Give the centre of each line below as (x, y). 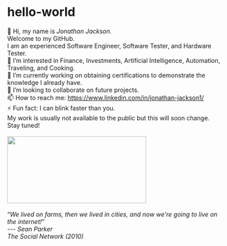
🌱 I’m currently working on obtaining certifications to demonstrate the (106, 75)
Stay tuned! (24, 125)
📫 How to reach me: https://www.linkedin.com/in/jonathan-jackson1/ (106, 97)
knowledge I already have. (45, 82)
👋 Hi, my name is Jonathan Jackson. (60, 31)
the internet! (25, 221)
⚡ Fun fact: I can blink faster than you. (61, 108)
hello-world (42, 12)
